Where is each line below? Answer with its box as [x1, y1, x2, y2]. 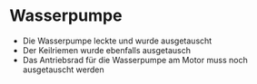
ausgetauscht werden [22, 64, 104, 75]
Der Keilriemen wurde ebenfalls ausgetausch [22, 44, 191, 55]
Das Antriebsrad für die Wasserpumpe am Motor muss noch [22, 54, 248, 65]
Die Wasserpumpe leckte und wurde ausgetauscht [22, 35, 213, 46]
